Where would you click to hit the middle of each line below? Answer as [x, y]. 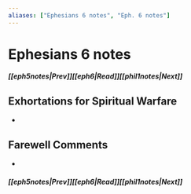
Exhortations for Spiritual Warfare [93, 101]
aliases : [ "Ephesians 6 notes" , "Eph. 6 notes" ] [89, 15]
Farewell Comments [58, 145]
